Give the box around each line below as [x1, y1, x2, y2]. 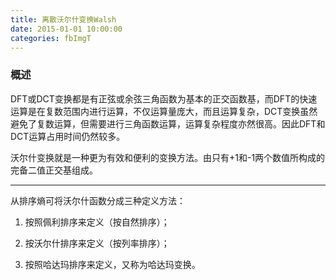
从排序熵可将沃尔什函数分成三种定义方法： [10, 194, 186, 206]
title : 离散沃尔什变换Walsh [10, 14, 117, 25]
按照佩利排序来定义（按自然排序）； [24, 216, 170, 228]
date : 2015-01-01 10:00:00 [10, 24, 123, 34]
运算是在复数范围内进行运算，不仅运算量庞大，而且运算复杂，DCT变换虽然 [10, 105, 318, 117]
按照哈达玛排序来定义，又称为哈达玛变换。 [24, 258, 201, 270]
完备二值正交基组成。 [10, 164, 98, 176]
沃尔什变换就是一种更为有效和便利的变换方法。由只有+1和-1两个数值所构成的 [10, 151, 326, 163]
